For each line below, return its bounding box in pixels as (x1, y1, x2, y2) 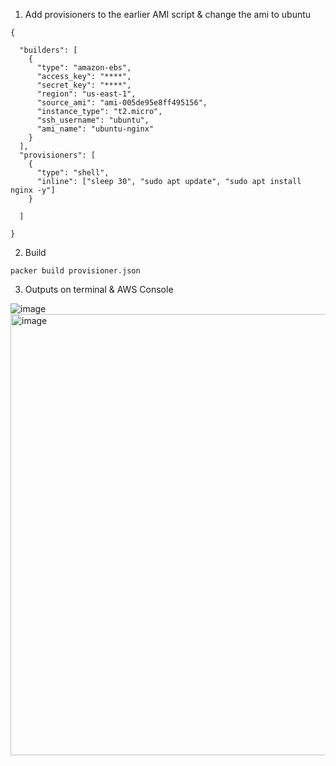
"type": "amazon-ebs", (36, 63, 132, 73)
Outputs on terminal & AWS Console (24, 284, 174, 295)
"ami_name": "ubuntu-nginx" (36, 124, 155, 134)
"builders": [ (19, 45, 78, 55)
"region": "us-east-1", (36, 89, 137, 99)
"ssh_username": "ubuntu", (36, 115, 150, 125)
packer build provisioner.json (10, 266, 141, 276)
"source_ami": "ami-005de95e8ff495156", (36, 98, 208, 108)
